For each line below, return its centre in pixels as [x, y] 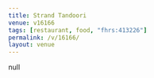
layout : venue [32, 45]
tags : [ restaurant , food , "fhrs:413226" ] [78, 30]
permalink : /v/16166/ [44, 37]
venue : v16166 [32, 23]
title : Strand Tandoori [48, 15]
